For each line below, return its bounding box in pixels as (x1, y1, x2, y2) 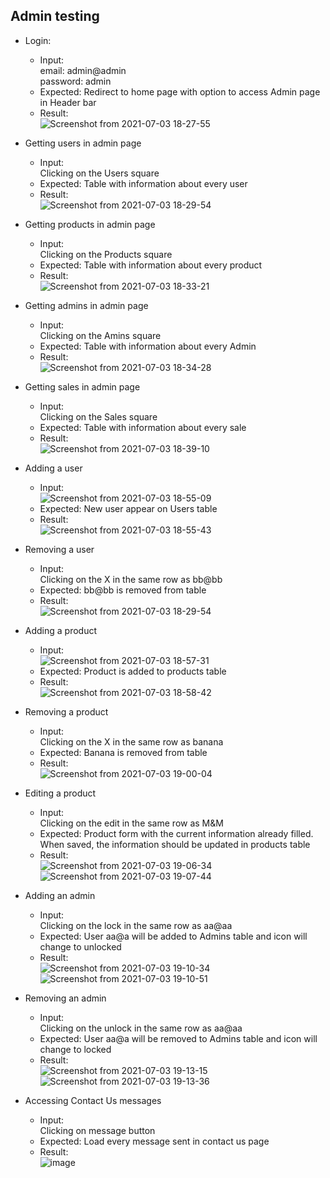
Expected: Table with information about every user (39, 177, 248, 189)
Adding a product (24, 624, 98, 636)
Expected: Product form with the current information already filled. (39, 827, 314, 839)
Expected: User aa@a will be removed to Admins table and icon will (39, 1032, 318, 1044)
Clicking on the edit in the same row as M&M (39, 817, 224, 829)
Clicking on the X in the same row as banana (39, 735, 224, 748)
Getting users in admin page (24, 137, 142, 149)
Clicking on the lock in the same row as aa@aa (39, 919, 233, 931)
